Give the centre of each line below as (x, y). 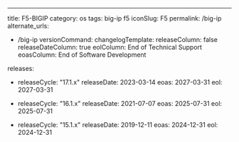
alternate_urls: (28, 26)
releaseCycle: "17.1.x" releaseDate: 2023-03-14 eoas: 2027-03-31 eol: (120, 82)
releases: (21, 69)
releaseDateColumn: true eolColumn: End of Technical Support (110, 47)
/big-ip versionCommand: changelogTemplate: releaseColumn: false (118, 39)
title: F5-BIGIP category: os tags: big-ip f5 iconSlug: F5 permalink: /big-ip (115, 18)
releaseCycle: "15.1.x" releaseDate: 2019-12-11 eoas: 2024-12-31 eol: (118, 125)
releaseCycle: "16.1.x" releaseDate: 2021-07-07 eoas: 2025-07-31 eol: (120, 103)
